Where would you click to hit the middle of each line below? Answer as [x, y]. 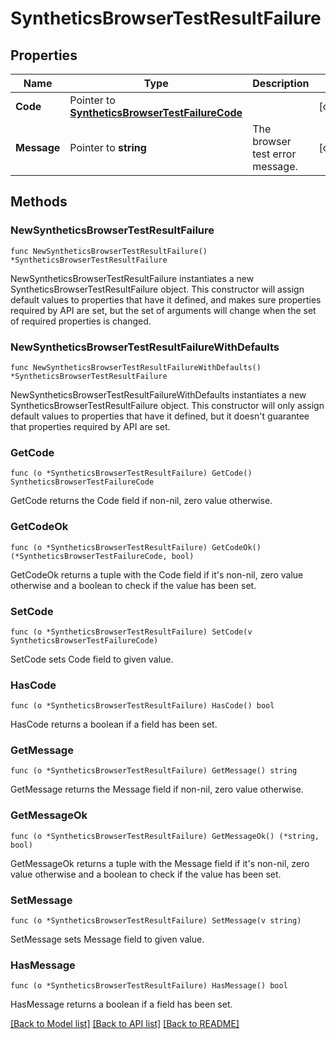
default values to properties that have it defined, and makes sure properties [166, 299]
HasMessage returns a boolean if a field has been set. [121, 1004]
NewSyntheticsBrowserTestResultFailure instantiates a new [132, 278]
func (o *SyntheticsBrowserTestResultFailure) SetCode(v [131, 632]
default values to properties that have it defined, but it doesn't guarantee [160, 416]
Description [281, 83]
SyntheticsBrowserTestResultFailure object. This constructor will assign [157, 289]
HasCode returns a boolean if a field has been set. [114, 724]
